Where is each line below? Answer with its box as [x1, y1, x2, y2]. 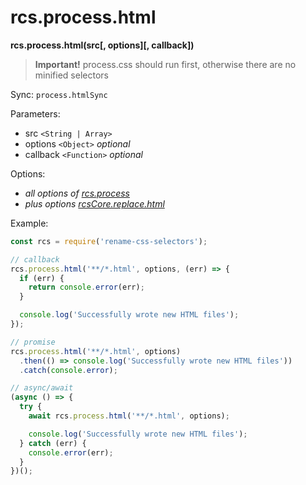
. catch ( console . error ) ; [19, 365, 118, 375]
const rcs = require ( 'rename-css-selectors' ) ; [10, 236, 208, 246]
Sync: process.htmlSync [10, 88, 108, 100]
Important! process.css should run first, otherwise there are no [34, 58, 297, 70]
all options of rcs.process [24, 187, 130, 199]
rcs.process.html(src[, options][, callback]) [10, 39, 195, 51]
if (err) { [19, 273, 65, 283]
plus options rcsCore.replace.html [24, 197, 165, 210]
